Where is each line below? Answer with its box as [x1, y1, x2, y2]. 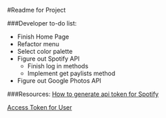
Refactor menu [17, 40, 60, 48]
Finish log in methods [27, 62, 89, 70]
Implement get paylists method [27, 69, 116, 77]
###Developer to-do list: [7, 19, 77, 27]
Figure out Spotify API [17, 55, 80, 63]
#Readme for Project [7, 6, 66, 14]
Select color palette [17, 48, 73, 55]
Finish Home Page [17, 32, 70, 41]
